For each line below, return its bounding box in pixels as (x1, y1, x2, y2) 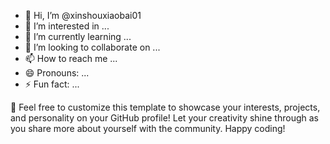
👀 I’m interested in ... (24, 20, 110, 32)
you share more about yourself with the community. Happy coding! (10, 123, 286, 134)
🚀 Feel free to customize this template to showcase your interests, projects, (10, 101, 321, 113)
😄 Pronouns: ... (24, 67, 90, 79)
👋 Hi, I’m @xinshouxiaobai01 (24, 10, 142, 21)
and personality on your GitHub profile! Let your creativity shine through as (10, 112, 319, 124)
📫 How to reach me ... (24, 53, 118, 64)
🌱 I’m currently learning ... (24, 31, 132, 42)
